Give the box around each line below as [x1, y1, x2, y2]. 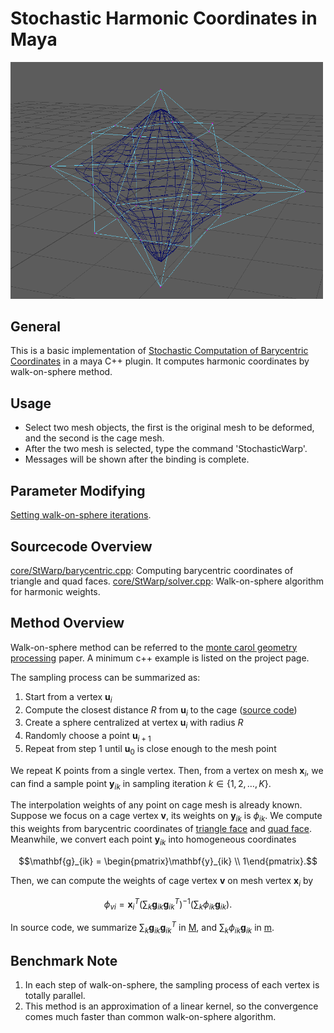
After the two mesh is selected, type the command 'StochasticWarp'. [24, 443, 308, 455]
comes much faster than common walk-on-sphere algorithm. [24, 1011, 277, 1023]
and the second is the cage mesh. [24, 432, 165, 444]
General [10, 318, 62, 336]
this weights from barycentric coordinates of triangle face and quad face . [10, 823, 312, 835]
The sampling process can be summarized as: [10, 671, 201, 683]
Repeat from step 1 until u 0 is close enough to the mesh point [24, 742, 277, 757]
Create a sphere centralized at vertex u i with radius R [24, 717, 244, 731]
